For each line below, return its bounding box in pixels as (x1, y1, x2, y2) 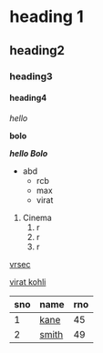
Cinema (22, 212, 52, 223)
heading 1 (9, 6, 84, 27)
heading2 (9, 43, 66, 58)
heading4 (9, 93, 47, 104)
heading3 (9, 70, 53, 83)
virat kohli (9, 276, 46, 287)
